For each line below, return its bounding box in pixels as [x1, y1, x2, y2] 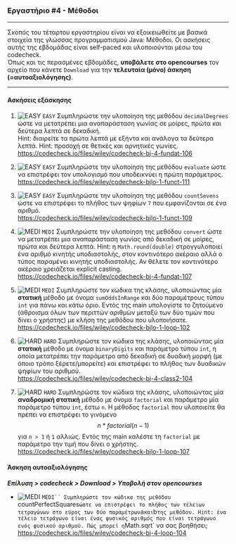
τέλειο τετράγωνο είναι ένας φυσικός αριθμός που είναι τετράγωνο [17, 514, 216, 522]
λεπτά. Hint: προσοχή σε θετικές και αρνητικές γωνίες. [17, 141, 179, 150]
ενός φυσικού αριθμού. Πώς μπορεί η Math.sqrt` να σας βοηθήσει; [17, 521, 209, 529]
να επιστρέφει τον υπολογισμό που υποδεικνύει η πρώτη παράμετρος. [17, 170, 223, 178]
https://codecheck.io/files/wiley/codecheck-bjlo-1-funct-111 [17, 177, 190, 186]
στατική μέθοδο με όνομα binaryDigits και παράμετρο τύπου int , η [17, 344, 216, 353]
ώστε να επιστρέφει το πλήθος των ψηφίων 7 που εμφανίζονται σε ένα [17, 198, 227, 207]
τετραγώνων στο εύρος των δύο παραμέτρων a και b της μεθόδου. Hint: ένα [17, 507, 227, 516]
